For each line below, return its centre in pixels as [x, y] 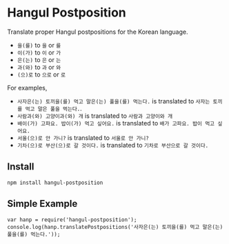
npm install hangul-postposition [55, 183]
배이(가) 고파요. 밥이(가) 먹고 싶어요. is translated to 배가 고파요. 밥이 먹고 [116, 123]
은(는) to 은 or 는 [39, 59]
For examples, [27, 88]
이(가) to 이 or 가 [39, 52]
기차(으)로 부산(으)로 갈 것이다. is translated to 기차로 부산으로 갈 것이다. [113, 145]
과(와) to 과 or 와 [39, 67]
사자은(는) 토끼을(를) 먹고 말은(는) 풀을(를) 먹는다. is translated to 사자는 [113, 101]
